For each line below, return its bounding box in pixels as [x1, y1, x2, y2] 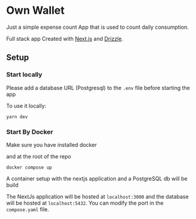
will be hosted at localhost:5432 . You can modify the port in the [6, 199, 164, 206]
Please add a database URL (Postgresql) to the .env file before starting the [6, 84, 190, 91]
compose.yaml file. [6, 205, 50, 213]
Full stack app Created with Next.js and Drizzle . [6, 35, 123, 42]
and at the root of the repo [6, 152, 71, 160]
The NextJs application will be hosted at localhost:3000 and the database [6, 193, 189, 200]
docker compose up [6, 164, 52, 170]
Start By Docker [6, 127, 53, 136]
